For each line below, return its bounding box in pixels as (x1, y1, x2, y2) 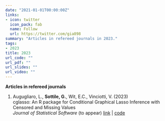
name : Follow (10, 27, 38, 32)
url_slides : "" (5, 65, 38, 70)
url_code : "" (5, 55, 33, 60)
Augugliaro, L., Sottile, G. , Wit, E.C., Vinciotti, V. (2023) (12, 93, 129, 99)
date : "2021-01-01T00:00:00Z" (5, 7, 70, 13)
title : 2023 (5, 50, 31, 55)
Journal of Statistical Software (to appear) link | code (12, 110, 125, 116)
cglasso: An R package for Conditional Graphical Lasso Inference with (12, 99, 160, 105)
